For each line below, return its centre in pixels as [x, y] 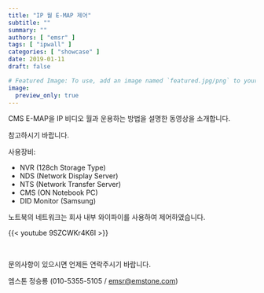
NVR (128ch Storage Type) [62, 168]
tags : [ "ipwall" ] [40, 45]
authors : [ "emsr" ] [42, 37]
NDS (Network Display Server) [69, 176]
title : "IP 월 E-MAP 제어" [50, 15]
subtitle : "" [29, 23]
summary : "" [27, 30]
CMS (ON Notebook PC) [59, 192]
